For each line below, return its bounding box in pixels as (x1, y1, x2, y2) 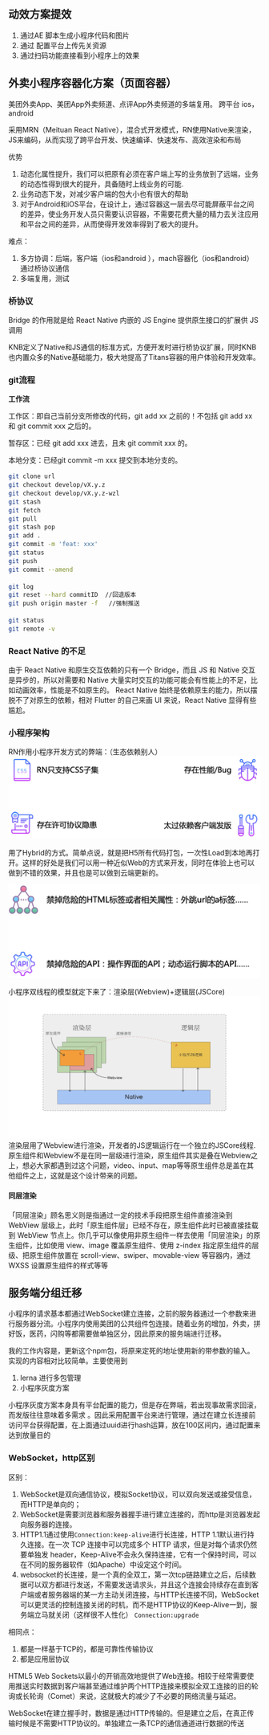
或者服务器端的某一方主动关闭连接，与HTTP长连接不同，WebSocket (34, 1590, 259, 1599)
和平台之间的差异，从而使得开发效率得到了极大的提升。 (19, 219, 203, 229)
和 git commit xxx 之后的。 (8, 421, 96, 431)
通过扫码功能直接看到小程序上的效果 (19, 51, 140, 60)
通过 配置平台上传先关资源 (19, 40, 106, 50)
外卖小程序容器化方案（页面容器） (8, 76, 177, 90)
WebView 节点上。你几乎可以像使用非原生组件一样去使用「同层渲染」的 (17, 1230, 254, 1239)
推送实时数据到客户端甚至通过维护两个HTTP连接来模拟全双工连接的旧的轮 (14, 1681, 259, 1691)
